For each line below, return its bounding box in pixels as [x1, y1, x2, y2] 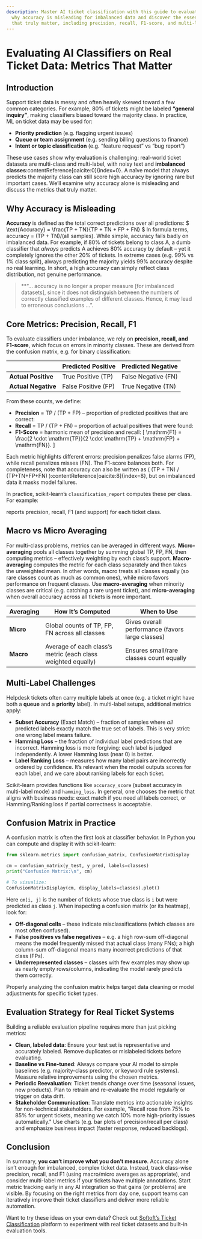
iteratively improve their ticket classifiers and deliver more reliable [6, 1196, 170, 1203]
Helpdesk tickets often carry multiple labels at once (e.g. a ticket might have [6, 694, 195, 701]
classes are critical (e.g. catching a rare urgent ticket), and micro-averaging [6, 586, 195, 594]
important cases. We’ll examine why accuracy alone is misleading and [6, 180, 179, 187]
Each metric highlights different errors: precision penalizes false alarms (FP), [6, 453, 196, 460]
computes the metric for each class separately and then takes [33, 561, 187, 568]
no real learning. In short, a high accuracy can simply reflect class [6, 265, 170, 272]
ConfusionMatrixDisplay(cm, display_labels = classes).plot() [6, 885, 161, 891]
